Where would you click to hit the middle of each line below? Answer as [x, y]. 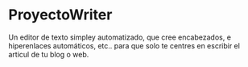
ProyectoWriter [60, 15]
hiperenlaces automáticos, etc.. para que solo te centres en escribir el [124, 45]
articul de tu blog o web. [49, 54]
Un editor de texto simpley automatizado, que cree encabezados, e [120, 37]
